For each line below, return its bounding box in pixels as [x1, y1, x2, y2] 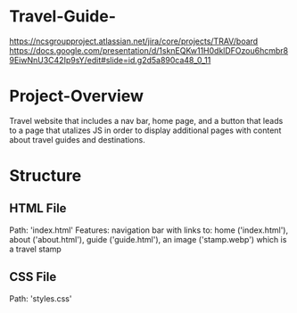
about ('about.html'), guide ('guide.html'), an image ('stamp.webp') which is [9, 234, 287, 244]
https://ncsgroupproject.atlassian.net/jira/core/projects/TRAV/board [9, 36, 259, 46]
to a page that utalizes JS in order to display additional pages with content [9, 125, 282, 136]
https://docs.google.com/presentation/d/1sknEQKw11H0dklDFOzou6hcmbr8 [9, 45, 288, 55]
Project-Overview [9, 86, 144, 106]
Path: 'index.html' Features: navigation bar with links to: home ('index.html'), [9, 225, 288, 235]
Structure [9, 166, 82, 186]
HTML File [9, 201, 67, 216]
